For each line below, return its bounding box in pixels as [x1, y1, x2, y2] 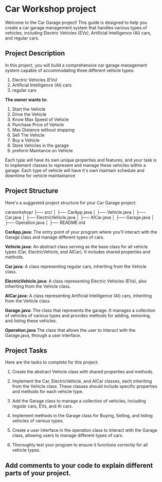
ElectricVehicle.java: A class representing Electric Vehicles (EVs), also [5, 278, 147, 284]
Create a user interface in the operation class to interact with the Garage [12, 427, 158, 433]
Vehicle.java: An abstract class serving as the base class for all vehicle [5, 243, 148, 249]
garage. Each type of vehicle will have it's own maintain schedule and [5, 167, 144, 173]
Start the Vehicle [12, 106, 46, 112]
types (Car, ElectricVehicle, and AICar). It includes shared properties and [5, 249, 151, 255]
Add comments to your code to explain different [5, 461, 153, 469]
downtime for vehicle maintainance [5, 172, 75, 179]
